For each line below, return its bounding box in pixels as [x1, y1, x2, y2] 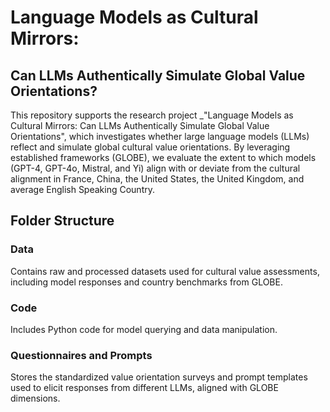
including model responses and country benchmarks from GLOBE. [10, 276, 283, 288]
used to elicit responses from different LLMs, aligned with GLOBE [10, 382, 279, 394]
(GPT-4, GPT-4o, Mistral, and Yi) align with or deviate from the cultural [10, 162, 301, 174]
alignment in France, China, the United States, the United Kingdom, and [10, 173, 305, 185]
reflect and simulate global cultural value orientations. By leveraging [10, 141, 291, 153]
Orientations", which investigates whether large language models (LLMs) [10, 131, 310, 142]
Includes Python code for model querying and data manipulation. [10, 323, 278, 335]
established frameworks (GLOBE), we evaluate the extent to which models [10, 152, 317, 163]
